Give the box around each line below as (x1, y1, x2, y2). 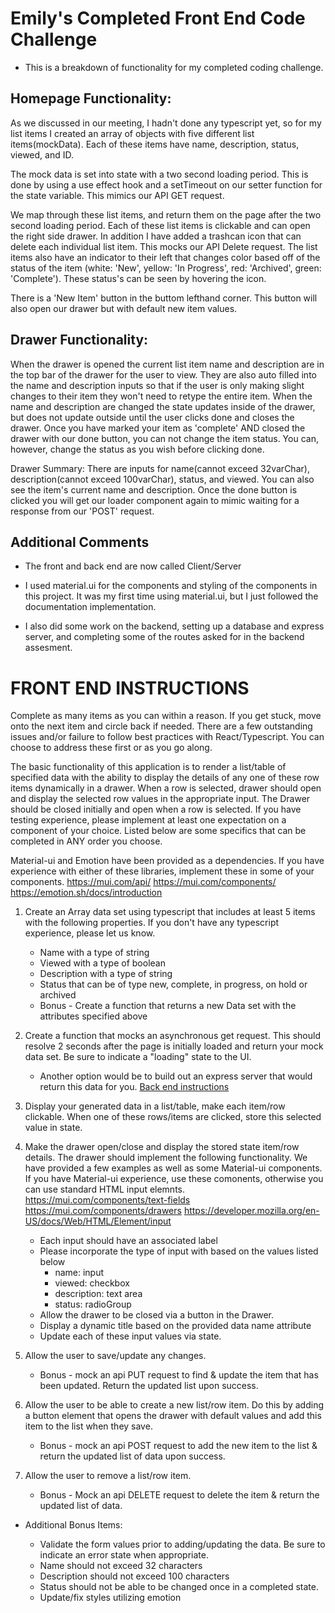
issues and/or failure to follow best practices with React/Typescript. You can (10, 731, 325, 743)
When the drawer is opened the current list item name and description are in (10, 358, 325, 370)
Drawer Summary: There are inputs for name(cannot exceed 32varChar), (10, 462, 310, 474)
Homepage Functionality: (10, 90, 172, 107)
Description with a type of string (39, 968, 173, 980)
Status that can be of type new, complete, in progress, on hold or (39, 978, 308, 991)
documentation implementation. (24, 601, 157, 613)
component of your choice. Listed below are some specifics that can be (10, 825, 307, 837)
